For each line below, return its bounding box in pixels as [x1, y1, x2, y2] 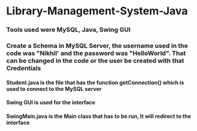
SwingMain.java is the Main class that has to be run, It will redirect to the [6, 112, 192, 120]
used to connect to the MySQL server [6, 85, 102, 92]
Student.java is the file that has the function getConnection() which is [6, 79, 184, 86]
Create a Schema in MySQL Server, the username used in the [6, 42, 189, 50]
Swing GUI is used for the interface [6, 99, 95, 106]
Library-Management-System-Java [6, 4, 188, 18]
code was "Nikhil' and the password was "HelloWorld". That [6, 49, 186, 57]
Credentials [6, 64, 41, 72]
